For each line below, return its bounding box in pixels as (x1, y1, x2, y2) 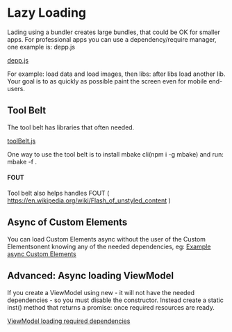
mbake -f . (7, 157, 37, 166)
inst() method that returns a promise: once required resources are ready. (7, 303, 215, 311)
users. (7, 84, 26, 93)
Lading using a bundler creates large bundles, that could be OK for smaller (7, 28, 220, 36)
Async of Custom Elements (7, 216, 128, 228)
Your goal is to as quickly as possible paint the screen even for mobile (7, 77, 207, 85)
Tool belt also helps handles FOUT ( (7, 189, 110, 197)
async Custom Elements (7, 249, 76, 258)
